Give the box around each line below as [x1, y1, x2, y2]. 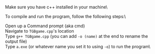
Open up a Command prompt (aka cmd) [5, 23, 85, 29]
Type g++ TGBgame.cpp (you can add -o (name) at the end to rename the [5, 34, 148, 39]
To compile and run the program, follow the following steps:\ [5, 14, 126, 19]
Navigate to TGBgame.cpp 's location [5, 28, 74, 34]
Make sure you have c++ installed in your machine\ [5, 4, 108, 10]
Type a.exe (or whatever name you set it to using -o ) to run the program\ [5, 44, 151, 49]
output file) [5, 38, 27, 44]
